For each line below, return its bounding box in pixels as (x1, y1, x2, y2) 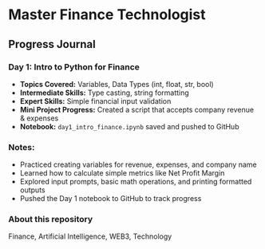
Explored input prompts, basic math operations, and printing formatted (19, 177, 252, 187)
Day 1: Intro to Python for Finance (8, 61, 140, 73)
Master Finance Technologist (8, 6, 206, 24)
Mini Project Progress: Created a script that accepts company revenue (19, 105, 254, 114)
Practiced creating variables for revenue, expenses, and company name (19, 160, 257, 169)
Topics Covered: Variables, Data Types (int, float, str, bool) (19, 79, 214, 89)
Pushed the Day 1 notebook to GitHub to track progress (19, 194, 202, 204)
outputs (19, 185, 45, 195)
